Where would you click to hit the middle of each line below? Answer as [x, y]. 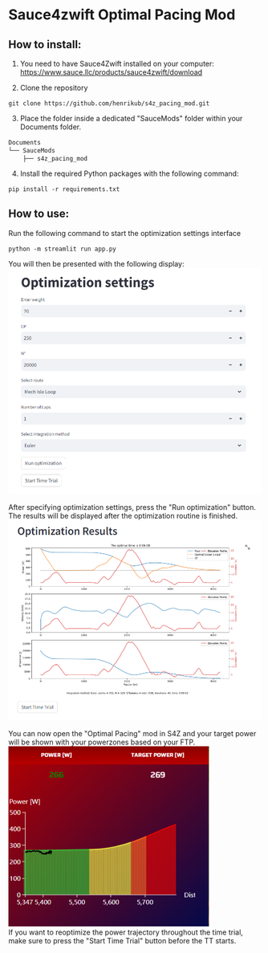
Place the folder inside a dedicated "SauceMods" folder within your [131, 118]
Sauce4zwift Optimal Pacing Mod [122, 15]
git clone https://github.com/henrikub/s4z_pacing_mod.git [109, 104]
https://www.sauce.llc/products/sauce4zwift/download [111, 72]
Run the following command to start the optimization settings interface [125, 233]
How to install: [45, 45]
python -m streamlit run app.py [62, 249]
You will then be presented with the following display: [96, 263]
